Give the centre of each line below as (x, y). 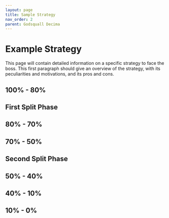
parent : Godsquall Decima (32, 24)
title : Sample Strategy (30, 15)
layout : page (19, 10)
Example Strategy (44, 49)
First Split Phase (32, 107)
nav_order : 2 (19, 19)
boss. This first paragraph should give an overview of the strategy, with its (83, 68)
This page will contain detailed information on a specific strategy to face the (85, 63)
